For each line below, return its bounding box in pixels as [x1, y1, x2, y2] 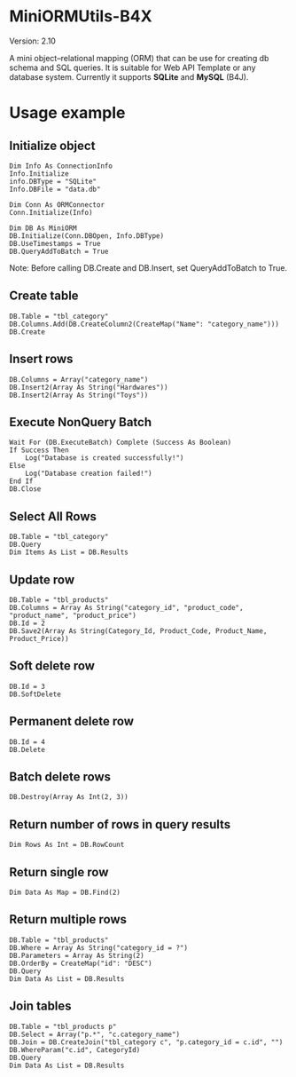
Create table [9, 289, 79, 304]
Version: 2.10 [9, 36, 56, 46]
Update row [9, 572, 75, 587]
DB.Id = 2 [9, 619, 46, 628]
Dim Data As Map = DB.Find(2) [9, 888, 121, 898]
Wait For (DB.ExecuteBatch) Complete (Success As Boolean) [9, 438, 232, 447]
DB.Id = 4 [9, 737, 46, 747]
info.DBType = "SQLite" [9, 177, 97, 186]
